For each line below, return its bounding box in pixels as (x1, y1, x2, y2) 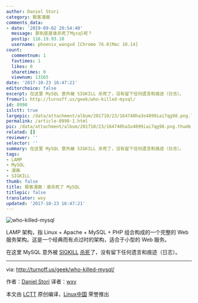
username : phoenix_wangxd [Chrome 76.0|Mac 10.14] (11, 42, 138, 48)
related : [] (6, 129, 35, 136)
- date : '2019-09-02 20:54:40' (6, 25, 83, 31)
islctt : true (6, 107, 38, 113)
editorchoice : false (6, 85, 57, 91)
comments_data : (6, 19, 44, 25)
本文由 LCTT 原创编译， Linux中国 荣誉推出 (6, 291, 110, 298)
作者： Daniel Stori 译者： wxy (6, 278, 77, 285)
